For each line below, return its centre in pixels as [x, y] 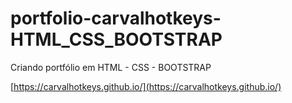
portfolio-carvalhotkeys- [116, 18]
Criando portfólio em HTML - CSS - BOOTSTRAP [111, 67]
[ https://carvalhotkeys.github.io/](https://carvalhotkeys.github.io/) [146, 86]
